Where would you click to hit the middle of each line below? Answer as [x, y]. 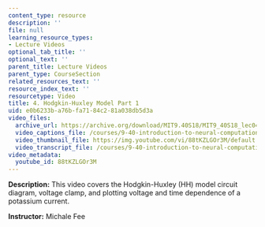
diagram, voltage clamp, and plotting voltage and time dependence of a [124, 193]
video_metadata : [35, 154]
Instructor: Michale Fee [47, 217]
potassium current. [39, 201]
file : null [26, 30]
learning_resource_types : [50, 37]
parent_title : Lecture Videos [58, 67]
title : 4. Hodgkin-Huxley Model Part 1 [74, 103]
